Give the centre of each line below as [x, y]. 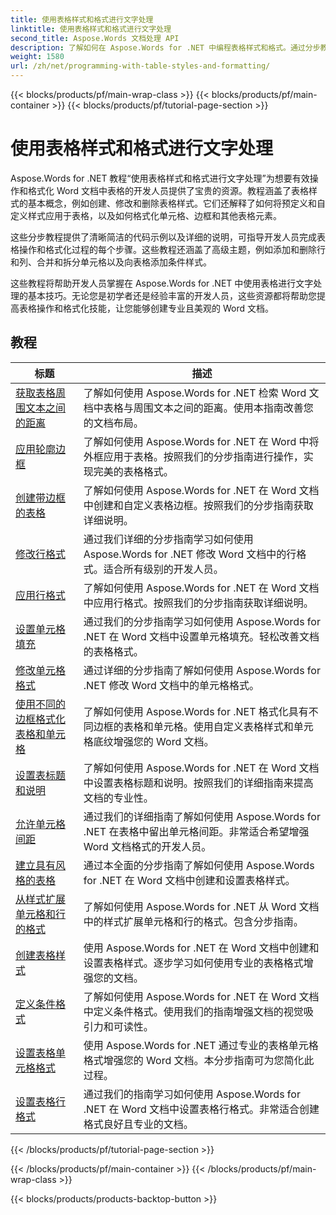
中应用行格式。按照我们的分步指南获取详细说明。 [198, 603]
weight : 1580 [37, 57]
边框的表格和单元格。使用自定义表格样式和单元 [203, 726]
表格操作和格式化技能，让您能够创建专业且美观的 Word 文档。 [146, 308]
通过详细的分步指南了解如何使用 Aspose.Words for [202, 670]
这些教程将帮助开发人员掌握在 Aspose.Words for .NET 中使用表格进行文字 [162, 283]
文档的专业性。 [118, 798]
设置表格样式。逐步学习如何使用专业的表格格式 [193, 963]
